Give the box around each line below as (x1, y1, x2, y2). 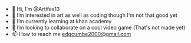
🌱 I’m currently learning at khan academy (11, 18, 112, 24)
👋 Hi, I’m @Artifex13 (11, 6, 60, 12)
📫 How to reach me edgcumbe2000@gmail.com (11, 31, 131, 37)
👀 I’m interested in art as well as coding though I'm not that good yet (11, 12, 178, 19)
